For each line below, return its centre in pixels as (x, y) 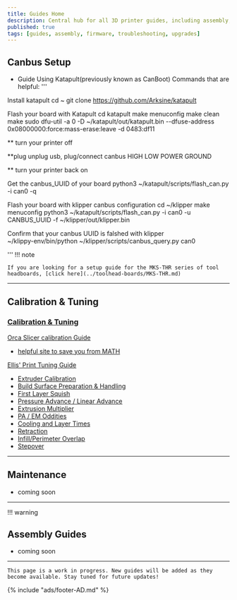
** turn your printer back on (48, 170)
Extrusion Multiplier (45, 408)
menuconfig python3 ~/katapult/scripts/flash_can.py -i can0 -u (99, 212)
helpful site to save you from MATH (69, 351)
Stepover (31, 446)
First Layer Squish (44, 393)
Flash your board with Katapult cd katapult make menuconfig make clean (114, 114)
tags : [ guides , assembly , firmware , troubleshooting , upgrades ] (104, 34)
